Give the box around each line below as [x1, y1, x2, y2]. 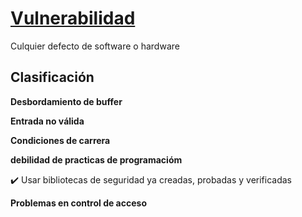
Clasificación [10, 69, 95, 86]
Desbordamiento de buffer [10, 95, 123, 107]
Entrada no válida [10, 115, 85, 127]
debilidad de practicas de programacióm [10, 153, 183, 166]
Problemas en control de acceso [10, 197, 147, 209]
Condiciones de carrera [10, 134, 111, 146]
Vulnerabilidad [10, 7, 136, 30]
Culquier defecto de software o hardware [10, 40, 180, 52]
